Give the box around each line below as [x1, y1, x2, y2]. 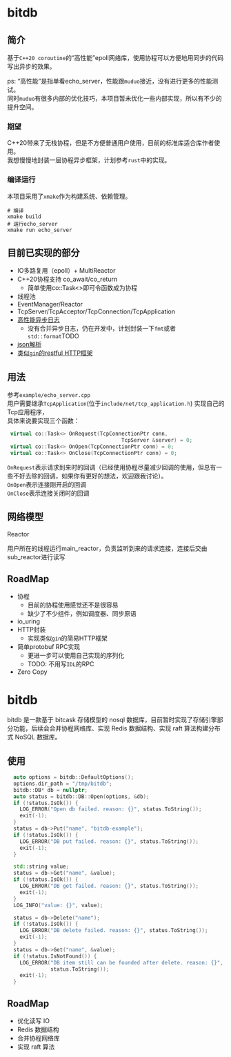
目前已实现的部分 [7, 246, 80, 258]
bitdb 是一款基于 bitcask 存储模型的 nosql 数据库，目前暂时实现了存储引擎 [7, 716, 217, 724]
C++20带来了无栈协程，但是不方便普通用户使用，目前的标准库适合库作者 [7, 139, 214, 147]
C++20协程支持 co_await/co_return [17, 275, 118, 284]
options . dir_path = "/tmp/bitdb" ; [13, 780, 112, 787]
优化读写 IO [17, 1017, 50, 1025]
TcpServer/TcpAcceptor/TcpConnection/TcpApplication [17, 307, 176, 316]
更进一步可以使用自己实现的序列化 [27, 651, 125, 660]
